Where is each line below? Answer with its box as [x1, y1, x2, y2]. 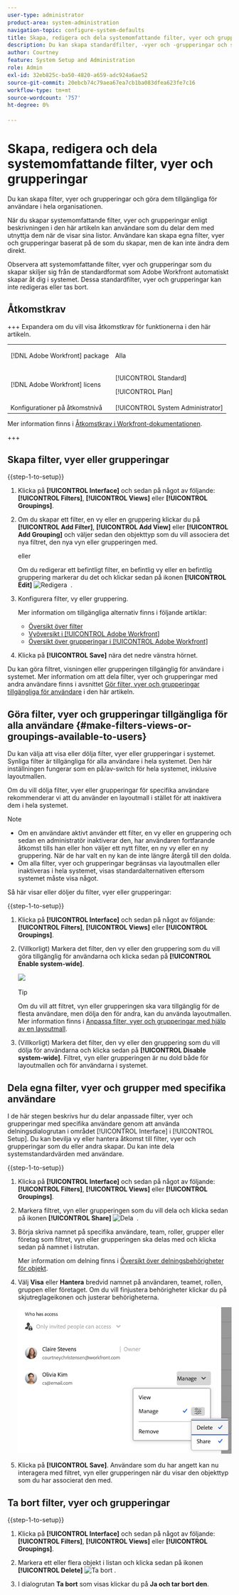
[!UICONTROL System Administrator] [115, 403, 223, 412]
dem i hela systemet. [7, 801, 69, 810]
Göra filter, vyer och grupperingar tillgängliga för [7, 708, 228, 720]
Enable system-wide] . [17, 960, 85, 968]
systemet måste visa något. [17, 874, 99, 883]
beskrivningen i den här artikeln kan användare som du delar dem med [7, 223, 215, 232]
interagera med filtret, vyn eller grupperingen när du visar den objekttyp [17, 1468, 229, 1477]
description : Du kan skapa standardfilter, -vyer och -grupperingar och [7, 41, 228, 49]
